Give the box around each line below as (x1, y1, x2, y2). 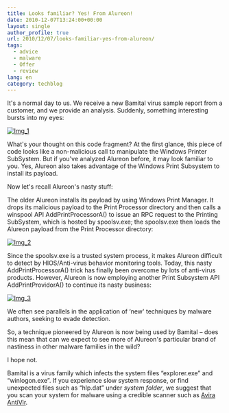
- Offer (13, 61, 36, 68)
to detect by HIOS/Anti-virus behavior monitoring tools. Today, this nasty (7, 259, 213, 268)
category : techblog (7, 80, 63, 87)
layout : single (7, 23, 51, 29)
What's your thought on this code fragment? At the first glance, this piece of (7, 140, 223, 148)
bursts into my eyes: (7, 114, 64, 122)
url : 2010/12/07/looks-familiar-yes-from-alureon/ (7, 36, 155, 43)
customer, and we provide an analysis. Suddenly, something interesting (7, 106, 208, 115)
